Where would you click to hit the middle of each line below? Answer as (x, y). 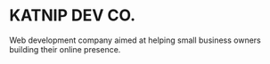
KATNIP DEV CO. (73, 16)
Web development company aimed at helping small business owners (135, 40)
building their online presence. (65, 49)
